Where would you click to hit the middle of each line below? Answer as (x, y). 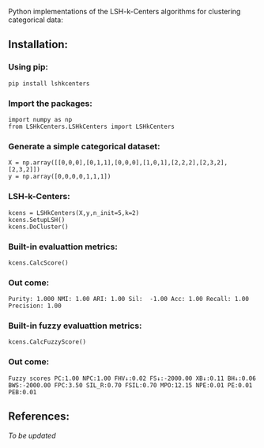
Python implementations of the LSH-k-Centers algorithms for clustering (124, 11)
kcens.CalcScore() (38, 263)
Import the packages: (50, 104)
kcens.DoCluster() (38, 227)
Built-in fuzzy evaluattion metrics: (75, 326)
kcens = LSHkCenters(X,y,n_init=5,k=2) (74, 213)
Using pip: (28, 67)
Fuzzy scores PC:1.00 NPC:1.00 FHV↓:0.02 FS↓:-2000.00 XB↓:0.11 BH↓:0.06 (132, 378)
